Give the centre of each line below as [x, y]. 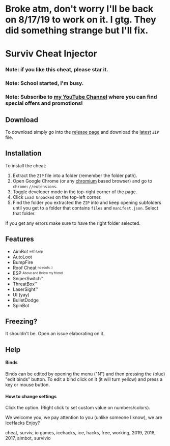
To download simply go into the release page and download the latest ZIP [82, 132]
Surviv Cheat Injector [51, 54]
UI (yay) [21, 294]
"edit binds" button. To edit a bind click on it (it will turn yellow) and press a [84, 379]
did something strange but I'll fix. [77, 31]
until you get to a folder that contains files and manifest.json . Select [86, 208]
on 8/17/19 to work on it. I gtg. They [81, 20]
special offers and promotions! [44, 103]
